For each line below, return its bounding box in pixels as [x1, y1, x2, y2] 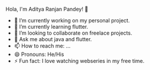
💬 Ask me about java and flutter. [14, 36, 92, 42]
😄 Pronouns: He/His [14, 51, 64, 58]
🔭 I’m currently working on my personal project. [14, 17, 131, 24]
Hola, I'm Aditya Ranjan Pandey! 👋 [5, 6, 89, 12]
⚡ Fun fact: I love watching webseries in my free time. [14, 58, 145, 64]
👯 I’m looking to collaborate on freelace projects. [14, 29, 132, 36]
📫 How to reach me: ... [14, 42, 71, 49]
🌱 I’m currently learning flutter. [14, 24, 89, 30]
